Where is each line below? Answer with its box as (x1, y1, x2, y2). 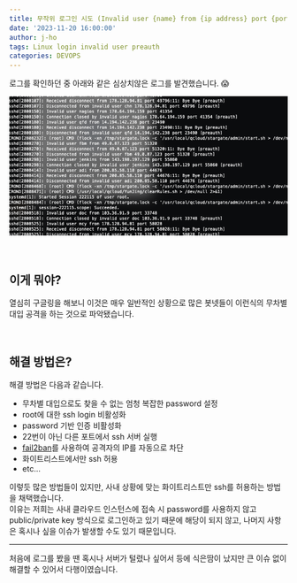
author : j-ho (9, 33, 57, 42)
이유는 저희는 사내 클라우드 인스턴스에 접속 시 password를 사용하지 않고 (9, 504, 257, 515)
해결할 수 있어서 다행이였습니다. (9, 564, 118, 575)
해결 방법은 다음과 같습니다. (9, 380, 104, 390)
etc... (21, 464, 42, 474)
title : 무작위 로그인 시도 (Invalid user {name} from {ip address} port (9, 14, 268, 23)
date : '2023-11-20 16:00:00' (9, 23, 117, 33)
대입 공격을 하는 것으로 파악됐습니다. (9, 309, 134, 319)
